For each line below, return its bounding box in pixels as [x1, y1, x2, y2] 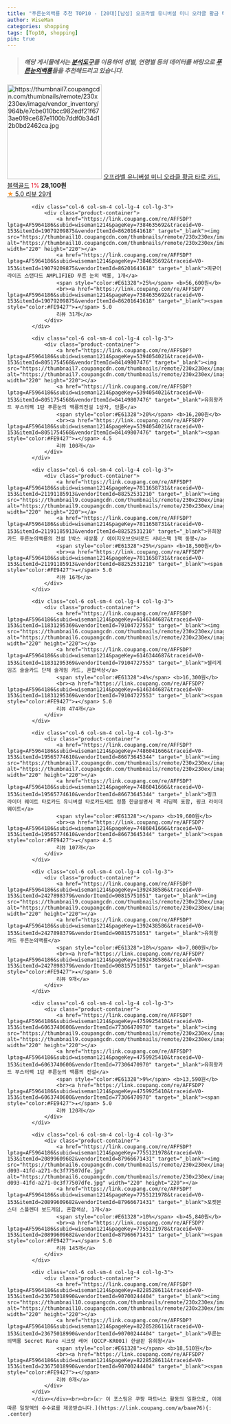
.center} [7, 1411, 32, 1418]
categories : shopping [7, 23, 69, 30]
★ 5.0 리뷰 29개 [7, 190, 52, 198]
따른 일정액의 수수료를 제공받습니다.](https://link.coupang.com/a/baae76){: [7, 1405, 212, 1412]
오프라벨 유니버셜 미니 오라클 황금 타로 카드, [102, 173, 221, 181]
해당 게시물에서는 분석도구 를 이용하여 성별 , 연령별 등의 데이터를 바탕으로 [23, 58, 215, 66]
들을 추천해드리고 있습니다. [52, 66, 124, 74]
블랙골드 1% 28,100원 [7, 182, 67, 190]
